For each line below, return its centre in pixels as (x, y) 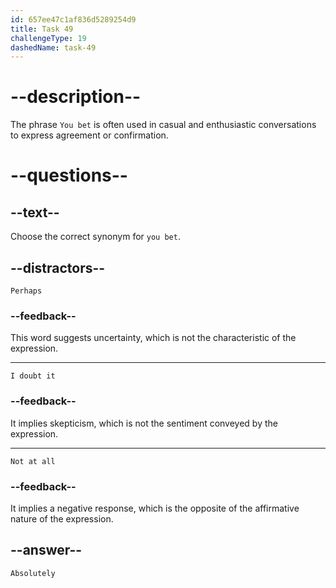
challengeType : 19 (48, 38)
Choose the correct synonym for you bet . (95, 237)
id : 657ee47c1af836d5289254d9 (73, 19)
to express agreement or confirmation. (89, 135)
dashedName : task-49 (53, 47)
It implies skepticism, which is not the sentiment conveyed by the (144, 423)
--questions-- (69, 175)
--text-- (35, 212)
